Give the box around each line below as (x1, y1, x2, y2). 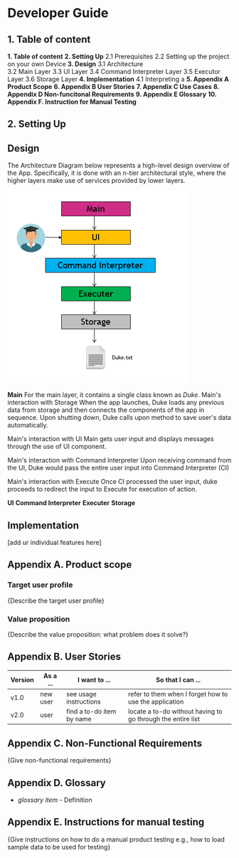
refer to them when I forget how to (127, 689, 228, 698)
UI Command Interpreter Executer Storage (7, 499, 136, 507)
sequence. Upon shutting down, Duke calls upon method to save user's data (7, 413, 231, 422)
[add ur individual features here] (7, 539, 102, 547)
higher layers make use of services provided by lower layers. (7, 176, 186, 185)
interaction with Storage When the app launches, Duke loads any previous (7, 398, 225, 407)
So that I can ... (156, 675, 201, 684)
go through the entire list (127, 714, 201, 723)
